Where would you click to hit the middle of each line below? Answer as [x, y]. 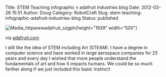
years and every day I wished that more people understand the [71, 58]
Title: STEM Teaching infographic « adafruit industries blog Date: [73, 7]
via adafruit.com [22, 38]
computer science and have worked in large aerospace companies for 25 [81, 53]
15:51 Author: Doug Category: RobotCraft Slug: [60, 13]
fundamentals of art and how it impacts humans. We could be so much [79, 64]
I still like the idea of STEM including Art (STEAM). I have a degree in [76, 47]
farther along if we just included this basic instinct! [58, 69]
